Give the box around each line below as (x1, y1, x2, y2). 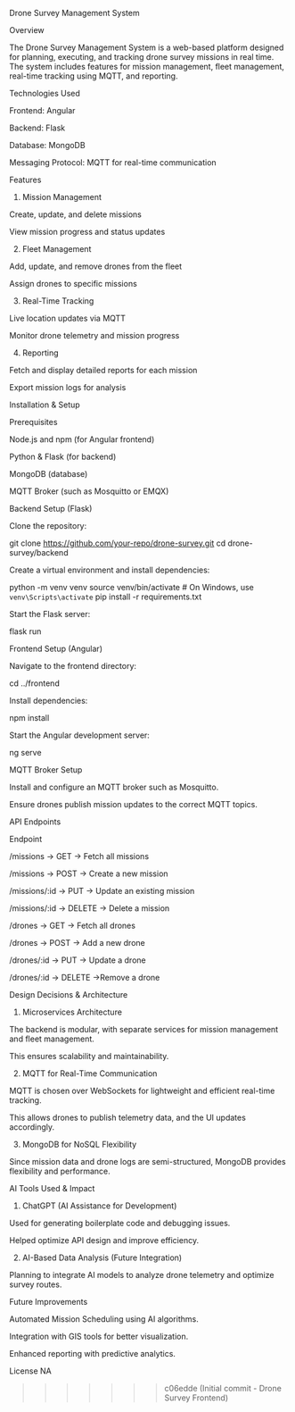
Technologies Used (9, 88, 80, 98)
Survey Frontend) (164, 1392, 229, 1403)
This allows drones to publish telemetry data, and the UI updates (9, 1112, 247, 1123)
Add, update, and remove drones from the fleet (9, 261, 183, 272)
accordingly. (9, 1122, 55, 1132)
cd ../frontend (9, 678, 60, 689)
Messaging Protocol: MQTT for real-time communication (9, 157, 217, 168)
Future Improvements (9, 1297, 88, 1307)
